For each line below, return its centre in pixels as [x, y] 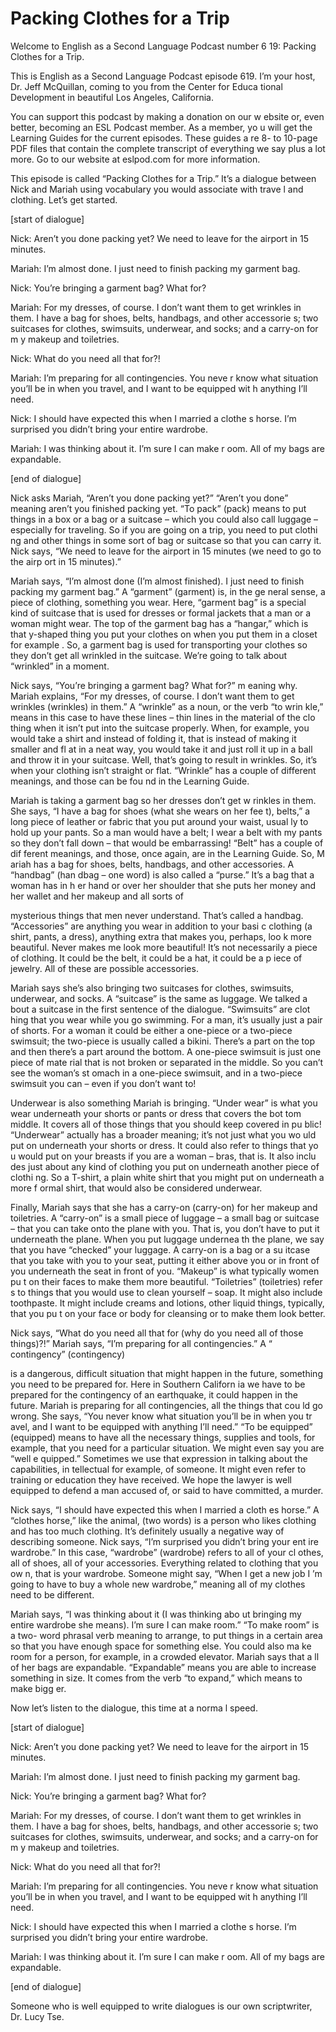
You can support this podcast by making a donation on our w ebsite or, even [167, 116]
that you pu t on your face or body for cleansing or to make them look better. [168, 1313]
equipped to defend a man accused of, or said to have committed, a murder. [167, 1490]
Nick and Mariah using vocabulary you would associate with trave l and [157, 189]
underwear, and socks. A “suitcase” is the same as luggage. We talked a [159, 998]
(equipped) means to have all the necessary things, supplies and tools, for [163, 1437]
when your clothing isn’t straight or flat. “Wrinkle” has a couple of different [163, 770]
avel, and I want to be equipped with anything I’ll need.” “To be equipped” [161, 1426]
